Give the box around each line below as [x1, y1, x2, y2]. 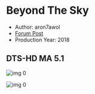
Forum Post [14, 29, 44, 37]
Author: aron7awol [14, 23, 60, 31]
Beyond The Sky [6, 4, 90, 17]
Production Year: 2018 [14, 36, 70, 43]
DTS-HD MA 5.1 [6, 53, 65, 63]
